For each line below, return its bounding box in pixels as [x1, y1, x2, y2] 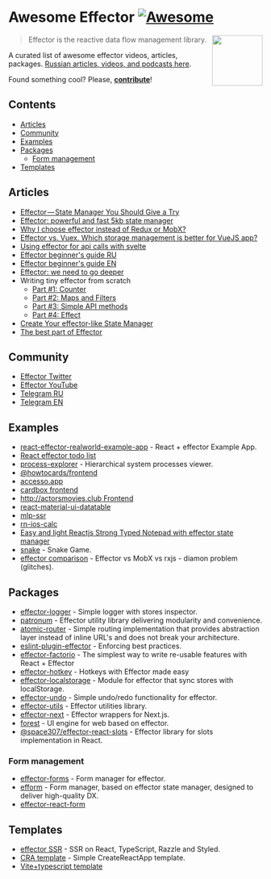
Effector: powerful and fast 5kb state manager [19, 215, 173, 225]
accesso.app [19, 477, 64, 486]
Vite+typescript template [19, 861, 103, 871]
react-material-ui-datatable [19, 502, 111, 512]
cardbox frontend [19, 485, 78, 495]
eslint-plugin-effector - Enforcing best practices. [19, 641, 182, 651]
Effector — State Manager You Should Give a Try [19, 206, 180, 217]
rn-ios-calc [19, 519, 58, 529]
